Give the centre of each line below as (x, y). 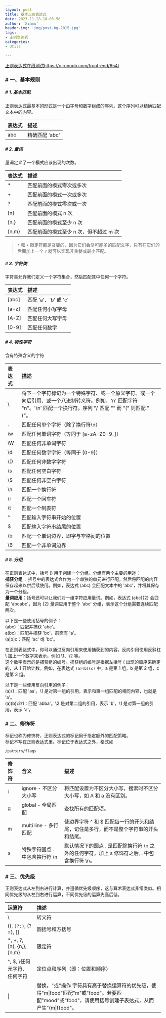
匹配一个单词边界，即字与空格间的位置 (66, 536)
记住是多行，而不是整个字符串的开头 (116, 829)
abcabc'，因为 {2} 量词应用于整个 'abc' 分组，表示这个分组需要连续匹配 (85, 604)
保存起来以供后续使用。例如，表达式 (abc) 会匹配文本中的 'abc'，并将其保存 (82, 585)
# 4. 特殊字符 (18, 342)
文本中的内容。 (20, 112)
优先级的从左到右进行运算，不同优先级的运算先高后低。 (65, 894)
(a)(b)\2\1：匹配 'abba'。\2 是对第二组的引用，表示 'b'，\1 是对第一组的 (77, 703)
